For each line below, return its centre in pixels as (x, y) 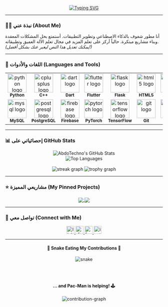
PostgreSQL (44, 120)
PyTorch (94, 120)
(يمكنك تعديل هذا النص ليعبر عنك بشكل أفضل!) (49, 47)
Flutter (94, 95)
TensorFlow (120, 120)
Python (17, 95)
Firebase (70, 120)
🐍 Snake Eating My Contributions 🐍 (84, 248)
